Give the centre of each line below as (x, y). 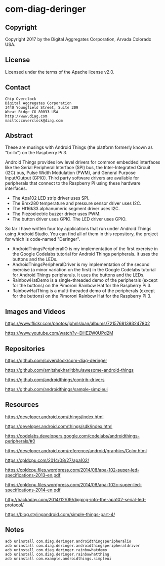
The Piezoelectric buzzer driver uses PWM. (56, 214)
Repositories (25, 349)
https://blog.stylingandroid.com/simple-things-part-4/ (60, 514)
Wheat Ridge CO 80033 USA (32, 112)
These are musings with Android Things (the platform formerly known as (79, 147)
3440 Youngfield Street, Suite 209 (42, 107)
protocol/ (14, 505)
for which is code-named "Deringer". (43, 239)
